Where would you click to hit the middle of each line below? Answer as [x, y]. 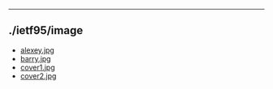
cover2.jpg [38, 76]
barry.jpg [35, 58]
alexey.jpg [37, 50]
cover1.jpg [37, 67]
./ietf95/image [46, 30]
